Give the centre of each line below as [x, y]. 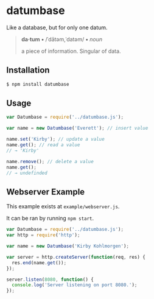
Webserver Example [46, 192]
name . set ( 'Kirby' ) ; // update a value [55, 139]
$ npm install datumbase [38, 84]
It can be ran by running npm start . [50, 218]
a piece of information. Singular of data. [71, 51]
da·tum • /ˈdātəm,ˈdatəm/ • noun [62, 39]
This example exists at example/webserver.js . [63, 206]
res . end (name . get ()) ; [39, 262]
